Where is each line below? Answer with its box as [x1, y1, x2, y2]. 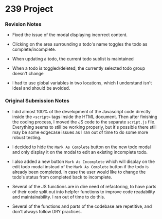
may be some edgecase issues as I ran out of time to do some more [12, 129, 148, 135]
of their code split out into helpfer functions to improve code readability [12, 189, 156, 195]
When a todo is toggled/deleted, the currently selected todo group [12, 65, 145, 71]
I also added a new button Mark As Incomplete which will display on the [12, 159, 155, 164]
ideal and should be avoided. [12, 85, 71, 91]
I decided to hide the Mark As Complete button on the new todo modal [12, 144, 151, 150]
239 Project [5, 3, 54, 15]
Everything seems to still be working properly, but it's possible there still [12, 124, 157, 130]
